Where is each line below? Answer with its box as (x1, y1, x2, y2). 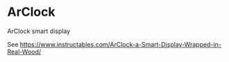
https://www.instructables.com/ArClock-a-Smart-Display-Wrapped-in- (19, 40, 222, 48)
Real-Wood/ (7, 48, 42, 56)
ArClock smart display (7, 27, 71, 35)
